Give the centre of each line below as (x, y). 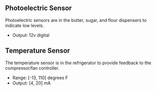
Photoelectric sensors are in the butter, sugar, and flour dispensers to (76, 20)
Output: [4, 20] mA (31, 83)
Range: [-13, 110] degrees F (40, 78)
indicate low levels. (25, 25)
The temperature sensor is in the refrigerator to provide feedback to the (78, 63)
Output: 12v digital (31, 35)
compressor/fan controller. (32, 68)
